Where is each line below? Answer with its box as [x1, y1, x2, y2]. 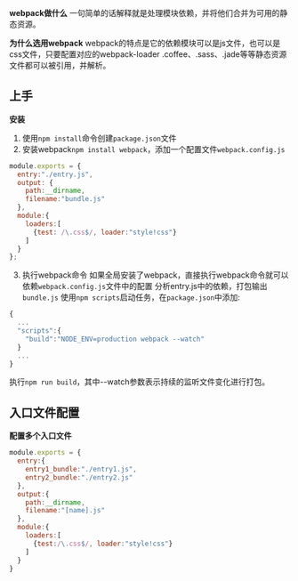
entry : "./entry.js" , [17, 170, 93, 179]
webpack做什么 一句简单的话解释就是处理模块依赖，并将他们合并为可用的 [9, 8, 280, 18]
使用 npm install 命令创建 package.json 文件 [21, 133, 177, 143]
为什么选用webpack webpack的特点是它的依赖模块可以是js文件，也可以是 [9, 38, 281, 48]
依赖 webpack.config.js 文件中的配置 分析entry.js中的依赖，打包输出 [21, 281, 269, 292]
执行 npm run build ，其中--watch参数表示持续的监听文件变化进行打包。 [9, 376, 270, 387]
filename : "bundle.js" [25, 195, 105, 204]
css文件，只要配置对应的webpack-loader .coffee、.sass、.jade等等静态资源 [9, 49, 287, 60]
